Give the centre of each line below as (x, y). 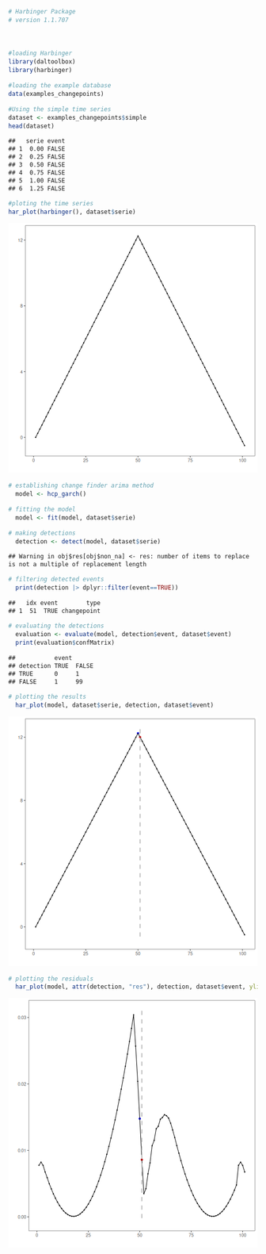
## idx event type (55, 603)
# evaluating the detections (56, 626)
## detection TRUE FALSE (51, 665)
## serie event (37, 141)
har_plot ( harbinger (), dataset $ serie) (72, 212)
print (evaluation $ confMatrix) (65, 642)
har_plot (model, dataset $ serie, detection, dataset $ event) (115, 705)
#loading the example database (60, 86)
